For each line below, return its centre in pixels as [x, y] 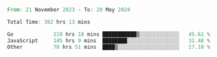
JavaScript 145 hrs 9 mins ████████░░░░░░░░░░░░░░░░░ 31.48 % [109, 41]
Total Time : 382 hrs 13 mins [49, 22]
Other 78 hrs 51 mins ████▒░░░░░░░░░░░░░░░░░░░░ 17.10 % [109, 47]
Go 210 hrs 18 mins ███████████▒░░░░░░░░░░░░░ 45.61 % [109, 34]
